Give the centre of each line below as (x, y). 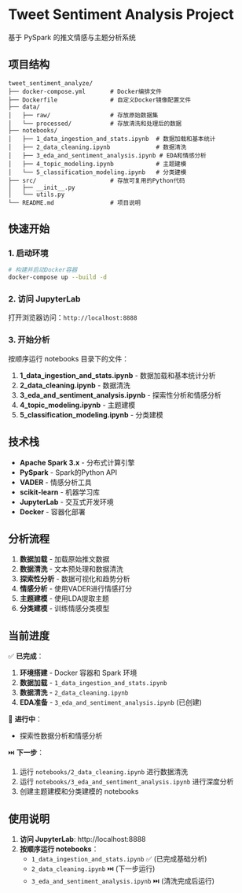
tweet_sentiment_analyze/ (50, 83)
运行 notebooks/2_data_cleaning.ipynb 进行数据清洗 (104, 772)
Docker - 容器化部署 (52, 511)
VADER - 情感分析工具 (55, 482)
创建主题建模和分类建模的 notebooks (79, 791)
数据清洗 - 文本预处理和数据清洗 (71, 569)
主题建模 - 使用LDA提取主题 (64, 598)
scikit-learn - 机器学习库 (60, 492)
